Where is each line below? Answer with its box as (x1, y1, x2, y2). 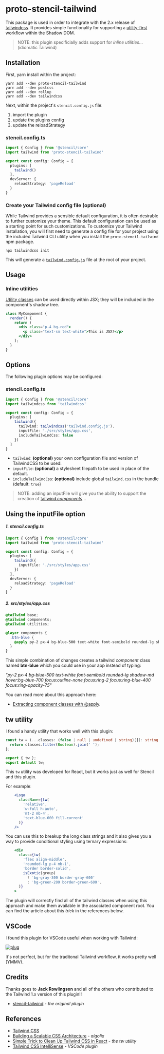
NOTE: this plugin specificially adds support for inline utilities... (17, 39, 143, 45)
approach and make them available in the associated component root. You (5, 903, 155, 909)
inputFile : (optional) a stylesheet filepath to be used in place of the (12, 466, 149, 471)
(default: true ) (12, 481, 41, 487)
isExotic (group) (23, 870, 56, 875)
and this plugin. (5, 774, 36, 780)
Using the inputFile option (5, 510, 86, 518)
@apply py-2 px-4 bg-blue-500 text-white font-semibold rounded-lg (14, 640, 154, 644)
